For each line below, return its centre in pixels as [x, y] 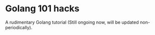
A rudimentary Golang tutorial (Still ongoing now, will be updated [72, 22]
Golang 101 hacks [42, 9]
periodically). [19, 27]
